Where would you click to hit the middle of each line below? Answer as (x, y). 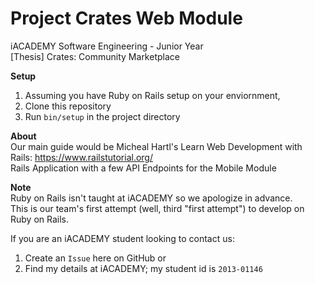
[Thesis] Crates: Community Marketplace (95, 56)
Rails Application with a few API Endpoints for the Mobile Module (143, 168)
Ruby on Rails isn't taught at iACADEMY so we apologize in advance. (151, 198)
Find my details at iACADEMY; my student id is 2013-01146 (143, 268)
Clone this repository (68, 106)
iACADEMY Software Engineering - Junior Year (107, 46)
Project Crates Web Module (126, 18)
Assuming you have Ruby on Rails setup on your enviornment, (152, 95)
